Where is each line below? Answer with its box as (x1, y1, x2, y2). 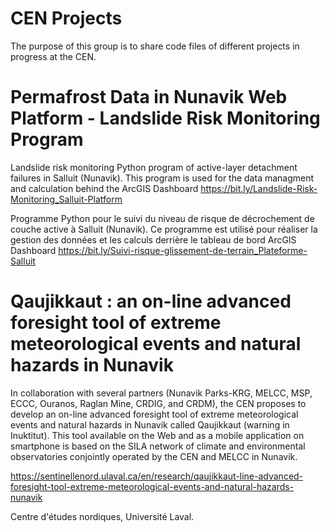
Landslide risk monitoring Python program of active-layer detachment (10, 161, 298, 173)
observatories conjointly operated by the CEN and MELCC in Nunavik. (10, 450, 298, 462)
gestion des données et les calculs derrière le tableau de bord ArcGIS (10, 233, 297, 246)
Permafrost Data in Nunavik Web (10, 86, 288, 109)
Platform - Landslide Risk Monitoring (10, 107, 321, 130)
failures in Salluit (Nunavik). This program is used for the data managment (10, 172, 315, 184)
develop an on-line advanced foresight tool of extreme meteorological (10, 408, 299, 420)
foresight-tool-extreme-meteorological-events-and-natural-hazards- (10, 480, 295, 492)
